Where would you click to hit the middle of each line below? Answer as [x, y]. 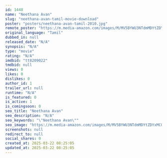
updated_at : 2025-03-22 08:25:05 [40, 148]
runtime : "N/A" [21, 93]
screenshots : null [24, 129]
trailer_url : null [24, 88]
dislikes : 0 [17, 79]
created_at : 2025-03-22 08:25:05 [40, 143]
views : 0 [14, 70]
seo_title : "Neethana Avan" [34, 111]
